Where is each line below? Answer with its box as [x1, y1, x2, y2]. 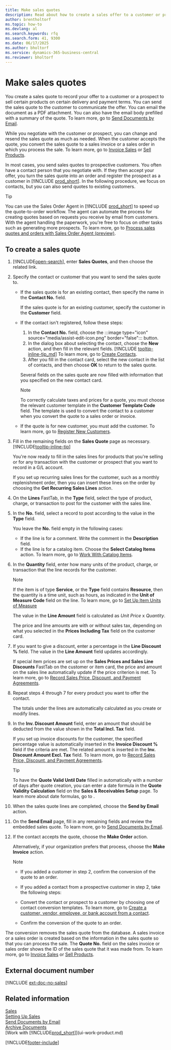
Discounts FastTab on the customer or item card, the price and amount [12, 664, 162, 670]
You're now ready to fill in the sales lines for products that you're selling [12, 453, 163, 460]
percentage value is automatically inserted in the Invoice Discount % [12, 741, 158, 747]
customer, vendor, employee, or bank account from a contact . [20, 910, 150, 916]
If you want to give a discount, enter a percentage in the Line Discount [12, 643, 161, 649]
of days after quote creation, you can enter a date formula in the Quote [12, 782, 162, 789]
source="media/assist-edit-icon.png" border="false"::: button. [27, 335, 159, 341]
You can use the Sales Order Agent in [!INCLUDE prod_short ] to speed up [5, 203, 159, 209]
